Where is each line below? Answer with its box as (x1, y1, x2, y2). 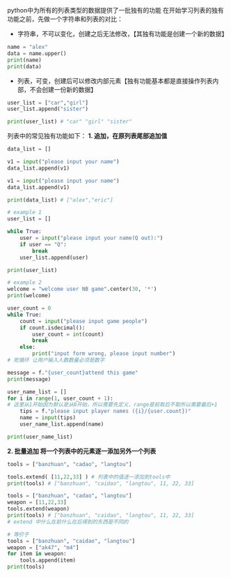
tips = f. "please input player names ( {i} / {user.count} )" (19, 407, 191, 415)
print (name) (7, 57, 42, 63)
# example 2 (7, 279, 42, 286)
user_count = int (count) (32, 331, 104, 338)
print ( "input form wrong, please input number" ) (32, 350, 176, 357)
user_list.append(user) (19, 254, 89, 261)
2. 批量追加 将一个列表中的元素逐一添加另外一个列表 (7, 447, 157, 455)
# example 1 (7, 209, 42, 216)
